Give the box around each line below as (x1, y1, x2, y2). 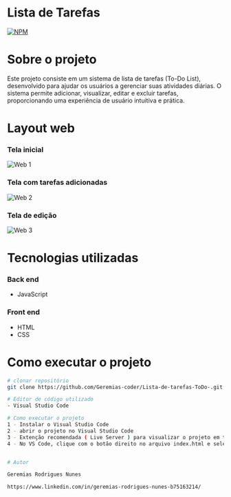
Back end (7, 275, 39, 285)
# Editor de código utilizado (7, 396, 94, 403)
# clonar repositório (7, 377, 69, 384)
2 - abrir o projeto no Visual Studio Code (7, 428, 134, 434)
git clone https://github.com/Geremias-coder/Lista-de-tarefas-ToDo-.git (7, 384, 223, 390)
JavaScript (16, 290, 48, 298)
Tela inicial (7, 144, 44, 154)
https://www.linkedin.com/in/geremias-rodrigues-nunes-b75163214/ (7, 483, 201, 491)
